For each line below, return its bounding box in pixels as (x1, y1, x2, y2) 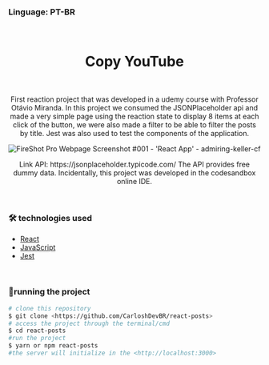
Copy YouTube (85, 53, 184, 70)
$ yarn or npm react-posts (8, 342, 98, 350)
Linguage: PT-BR (8, 6, 76, 18)
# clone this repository (8, 304, 91, 312)
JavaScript (19, 243, 56, 252)
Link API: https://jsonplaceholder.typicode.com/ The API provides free (18, 159, 251, 170)
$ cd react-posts (8, 327, 66, 335)
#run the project (8, 335, 66, 343)
